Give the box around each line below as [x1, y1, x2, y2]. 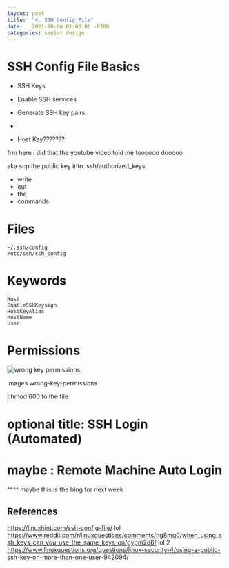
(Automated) [7, 432, 83, 447]
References [7, 505, 58, 517]
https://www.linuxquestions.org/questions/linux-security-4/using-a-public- [7, 545, 221, 554]
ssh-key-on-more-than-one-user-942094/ [7, 553, 129, 561]
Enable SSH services [17, 95, 77, 103]
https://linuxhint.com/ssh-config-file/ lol [7, 523, 121, 531]
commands [17, 197, 50, 205]
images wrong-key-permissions [7, 379, 98, 387]
